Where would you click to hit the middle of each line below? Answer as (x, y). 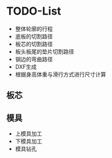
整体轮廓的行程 (34, 29)
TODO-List (34, 11)
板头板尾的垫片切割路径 (44, 51)
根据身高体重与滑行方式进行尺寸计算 (61, 74)
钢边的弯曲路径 (34, 59)
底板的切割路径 (34, 36)
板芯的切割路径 (34, 44)
